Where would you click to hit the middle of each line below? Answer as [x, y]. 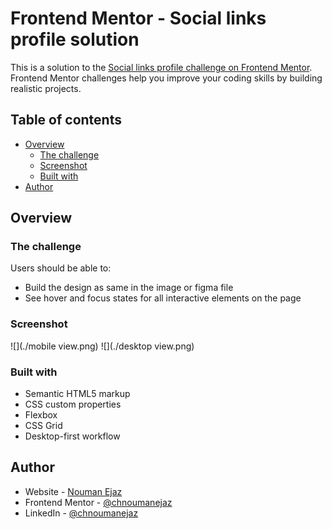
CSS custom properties [73, 404]
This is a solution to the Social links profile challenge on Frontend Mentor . [161, 67]
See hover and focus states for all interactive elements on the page [163, 298]
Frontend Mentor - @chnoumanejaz [98, 502]
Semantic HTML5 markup [77, 394]
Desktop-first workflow [72, 436]
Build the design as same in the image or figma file [129, 288]
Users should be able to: [61, 268]
